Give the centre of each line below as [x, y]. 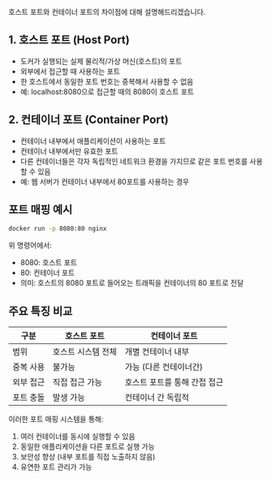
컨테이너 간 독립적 [157, 398]
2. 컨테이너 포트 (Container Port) [88, 120]
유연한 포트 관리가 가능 [56, 467]
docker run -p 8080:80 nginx [58, 229]
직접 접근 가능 [77, 382]
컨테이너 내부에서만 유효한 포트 [69, 151]
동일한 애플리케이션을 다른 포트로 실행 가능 [88, 446]
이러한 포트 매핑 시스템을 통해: [56, 419]
